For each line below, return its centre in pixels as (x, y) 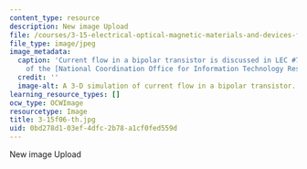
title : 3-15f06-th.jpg (53, 120)
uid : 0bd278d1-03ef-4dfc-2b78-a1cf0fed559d (94, 129)
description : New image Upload (69, 26)
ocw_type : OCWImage (47, 103)
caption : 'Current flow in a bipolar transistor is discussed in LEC (153, 60)
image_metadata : (40, 52)
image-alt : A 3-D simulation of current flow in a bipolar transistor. (157, 86)
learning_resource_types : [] (65, 94)
